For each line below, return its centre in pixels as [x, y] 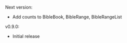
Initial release [26, 36]
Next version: [19, 7]
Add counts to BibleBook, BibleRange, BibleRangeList [67, 17]
